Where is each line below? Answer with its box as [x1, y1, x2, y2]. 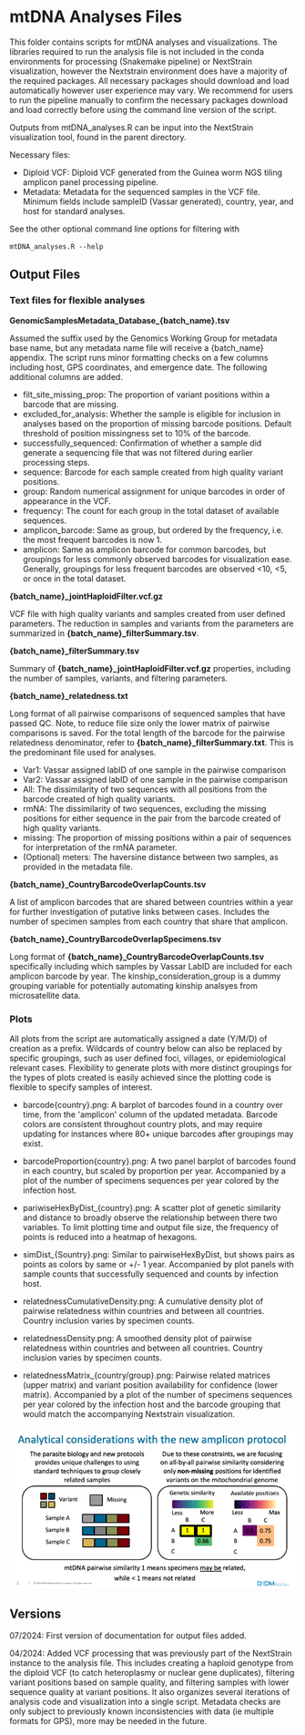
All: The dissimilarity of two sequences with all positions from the [22, 784, 268, 795]
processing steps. [22, 457, 90, 467]
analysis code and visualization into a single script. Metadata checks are [9, 1697, 281, 1708]
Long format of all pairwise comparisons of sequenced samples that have [9, 708, 286, 719]
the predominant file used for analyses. [9, 746, 157, 757]
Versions [9, 1606, 62, 1621]
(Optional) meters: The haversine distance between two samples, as [22, 851, 280, 862]
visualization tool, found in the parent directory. [9, 131, 187, 142]
